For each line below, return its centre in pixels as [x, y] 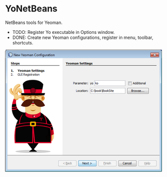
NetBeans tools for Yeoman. [34, 22]
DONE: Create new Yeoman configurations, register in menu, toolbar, [83, 37]
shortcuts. [23, 42]
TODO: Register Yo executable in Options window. [64, 32]
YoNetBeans [31, 9]
